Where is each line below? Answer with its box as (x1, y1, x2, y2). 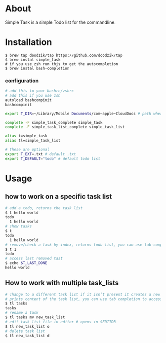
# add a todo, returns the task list (5, 205, 83, 210)
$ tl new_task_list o (5, 324, 50, 329)
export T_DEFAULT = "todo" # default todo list (5, 156, 100, 161)
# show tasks (5, 224, 32, 229)
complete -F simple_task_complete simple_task (5, 120, 103, 125)
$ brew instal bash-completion (5, 66, 70, 71)
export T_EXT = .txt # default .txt (5, 152, 77, 156)
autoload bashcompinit (5, 97, 52, 103)
